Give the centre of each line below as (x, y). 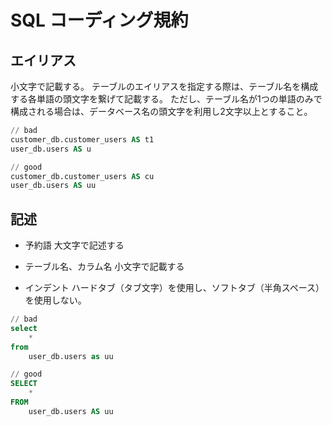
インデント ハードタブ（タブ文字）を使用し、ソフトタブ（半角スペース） (174, 288)
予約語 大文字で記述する (74, 245)
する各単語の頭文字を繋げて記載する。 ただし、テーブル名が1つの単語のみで (166, 99)
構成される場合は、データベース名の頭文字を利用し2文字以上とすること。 (161, 111)
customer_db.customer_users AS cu (82, 176)
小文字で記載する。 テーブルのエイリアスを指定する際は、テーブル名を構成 (164, 86)
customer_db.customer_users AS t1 (82, 139)
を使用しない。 (55, 300)
